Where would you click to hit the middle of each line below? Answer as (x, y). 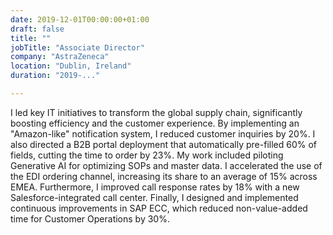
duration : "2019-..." (55, 76)
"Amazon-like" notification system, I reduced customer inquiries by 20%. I (163, 133)
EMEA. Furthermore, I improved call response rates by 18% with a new (155, 187)
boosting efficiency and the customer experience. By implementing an (155, 123)
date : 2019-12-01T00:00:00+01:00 (80, 19)
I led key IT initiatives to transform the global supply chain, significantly (156, 112)
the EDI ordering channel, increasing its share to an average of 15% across (164, 176)
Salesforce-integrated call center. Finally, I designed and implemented (154, 197)
